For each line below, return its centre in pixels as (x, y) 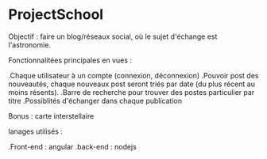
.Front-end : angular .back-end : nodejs (72, 146)
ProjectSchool (56, 15)
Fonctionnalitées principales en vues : (70, 60)
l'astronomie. (30, 44)
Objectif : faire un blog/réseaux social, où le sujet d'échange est (113, 36)
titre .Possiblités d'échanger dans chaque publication (95, 100)
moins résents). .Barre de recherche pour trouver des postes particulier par (132, 92)
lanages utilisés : (36, 131)
